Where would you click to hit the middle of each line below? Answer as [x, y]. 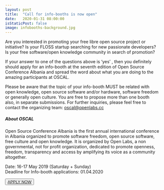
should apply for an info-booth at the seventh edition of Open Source [75, 67]
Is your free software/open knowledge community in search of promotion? [80, 52]
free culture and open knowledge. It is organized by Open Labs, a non [75, 142]
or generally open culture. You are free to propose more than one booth [77, 97]
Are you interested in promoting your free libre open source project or [75, 42]
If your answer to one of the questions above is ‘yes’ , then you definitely [78, 62]
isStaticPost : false [26, 23]
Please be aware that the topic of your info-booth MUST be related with [77, 87]
